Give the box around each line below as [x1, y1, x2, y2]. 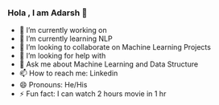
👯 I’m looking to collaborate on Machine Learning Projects [19, 42, 211, 52]
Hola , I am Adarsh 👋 [7, 7, 88, 18]
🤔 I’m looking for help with [19, 51, 106, 61]
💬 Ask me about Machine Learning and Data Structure [19, 59, 199, 69]
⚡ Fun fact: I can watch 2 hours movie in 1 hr [19, 89, 167, 99]
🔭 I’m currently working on [19, 26, 107, 35]
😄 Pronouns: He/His [19, 80, 88, 90]
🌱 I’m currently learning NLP [19, 34, 114, 43]
